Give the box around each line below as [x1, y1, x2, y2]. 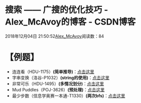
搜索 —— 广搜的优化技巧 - [5, 4, 108, 15]
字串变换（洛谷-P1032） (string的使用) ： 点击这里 [12, 75, 110, 80]
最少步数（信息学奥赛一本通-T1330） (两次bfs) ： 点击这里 [12, 92, 126, 99]
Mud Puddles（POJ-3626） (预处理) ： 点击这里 [12, 87, 105, 92]
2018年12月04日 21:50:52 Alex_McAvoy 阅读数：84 [5, 33, 104, 39]
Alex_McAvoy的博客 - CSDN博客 [5, 16, 136, 27]
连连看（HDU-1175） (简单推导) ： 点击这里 [12, 68, 95, 75]
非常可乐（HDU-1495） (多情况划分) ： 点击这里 [12, 80, 104, 87]
